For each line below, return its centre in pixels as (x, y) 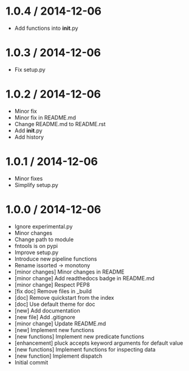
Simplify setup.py (36, 185)
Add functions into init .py (46, 28)
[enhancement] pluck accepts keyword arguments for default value (99, 343)
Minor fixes (29, 178)
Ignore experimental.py (43, 226)
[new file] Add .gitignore (45, 317)
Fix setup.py (30, 69)
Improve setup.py (36, 252)
